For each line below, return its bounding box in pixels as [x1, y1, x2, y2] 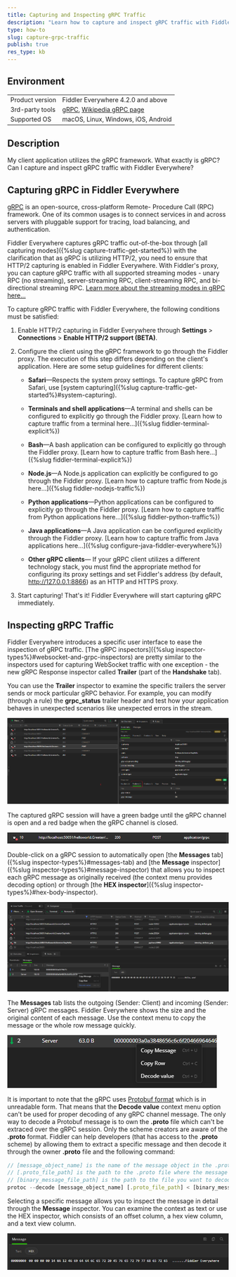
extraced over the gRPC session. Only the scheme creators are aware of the [7, 1125, 228, 1133]
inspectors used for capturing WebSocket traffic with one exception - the [7, 660, 219, 669]
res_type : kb [7, 49, 46, 56]
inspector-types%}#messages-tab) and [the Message [32, 858, 190, 867]
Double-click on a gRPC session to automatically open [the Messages [7, 851, 211, 859]
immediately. [17, 599, 55, 607]
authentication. [7, 226, 51, 234]
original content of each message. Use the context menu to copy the [7, 1013, 206, 1022]
